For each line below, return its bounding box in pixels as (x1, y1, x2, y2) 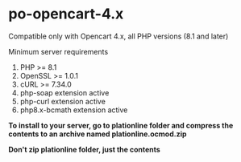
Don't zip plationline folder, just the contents (8, 144, 161, 154)
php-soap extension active (19, 87, 110, 97)
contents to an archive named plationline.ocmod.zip (8, 129, 187, 139)
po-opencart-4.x (8, 5, 124, 23)
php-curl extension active (19, 96, 106, 106)
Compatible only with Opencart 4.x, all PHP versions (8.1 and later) (8, 31, 229, 41)
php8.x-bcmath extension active (19, 105, 128, 115)
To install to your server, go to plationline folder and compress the (8, 120, 234, 130)
